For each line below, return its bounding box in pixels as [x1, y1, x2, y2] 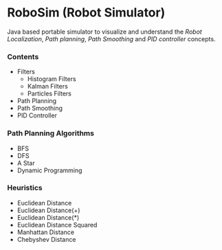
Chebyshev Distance [16, 235, 76, 243]
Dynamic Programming [16, 166, 82, 174]
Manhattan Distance [16, 228, 74, 236]
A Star [16, 159, 36, 167]
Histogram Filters [27, 75, 77, 83]
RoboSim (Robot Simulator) [7, 5, 166, 21]
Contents [7, 52, 39, 61]
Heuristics [7, 183, 43, 193]
